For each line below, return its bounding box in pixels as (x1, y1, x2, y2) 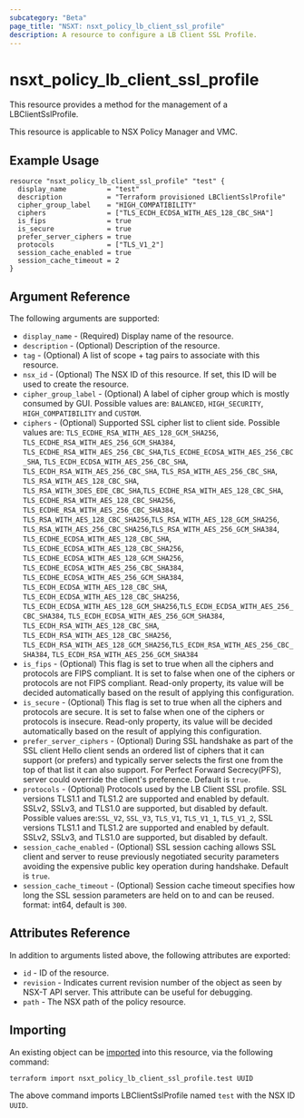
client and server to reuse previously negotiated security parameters (22, 850, 279, 862)
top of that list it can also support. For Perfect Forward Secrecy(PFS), (22, 764, 281, 775)
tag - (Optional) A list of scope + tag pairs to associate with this (22, 349, 260, 360)
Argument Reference (9, 289, 131, 304)
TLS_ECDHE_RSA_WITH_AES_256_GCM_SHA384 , (22, 436, 176, 447)
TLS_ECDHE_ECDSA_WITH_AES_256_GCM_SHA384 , (22, 571, 184, 582)
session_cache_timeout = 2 (17, 256, 120, 266)
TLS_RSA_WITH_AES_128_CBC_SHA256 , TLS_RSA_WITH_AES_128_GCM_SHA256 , (22, 514, 279, 525)
